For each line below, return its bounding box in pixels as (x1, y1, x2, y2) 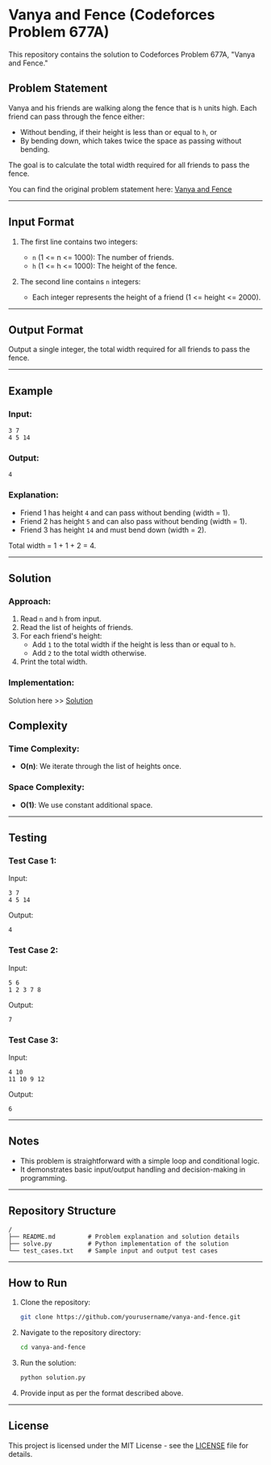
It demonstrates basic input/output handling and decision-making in (19, 1165, 246, 1174)
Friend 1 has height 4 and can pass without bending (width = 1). (19, 507, 231, 518)
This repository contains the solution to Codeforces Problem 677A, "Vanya (8, 49, 256, 59)
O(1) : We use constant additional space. (19, 800, 153, 809)
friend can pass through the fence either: (8, 111, 145, 121)
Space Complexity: (8, 782, 85, 793)
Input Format (8, 216, 75, 229)
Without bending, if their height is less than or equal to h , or (19, 127, 218, 136)
